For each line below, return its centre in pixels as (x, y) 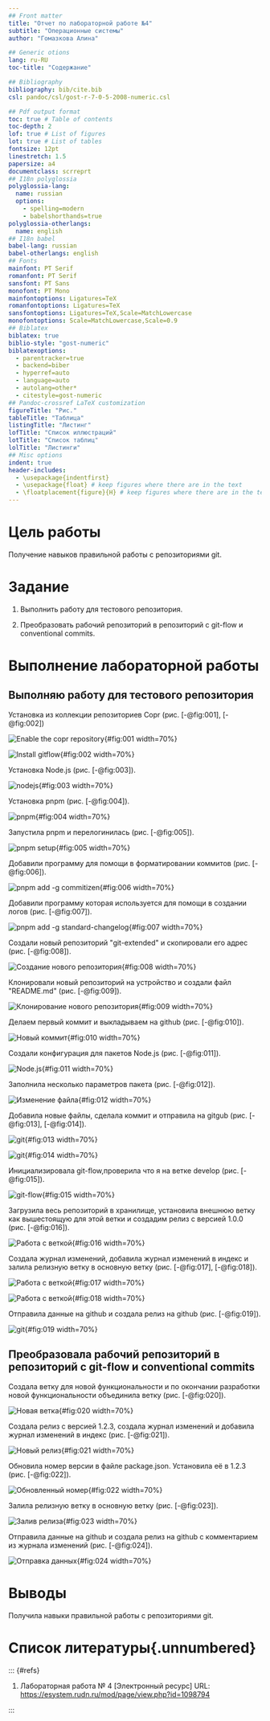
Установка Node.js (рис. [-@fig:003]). (72, 770)
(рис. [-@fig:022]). (40, 1474)
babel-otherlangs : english (53, 254)
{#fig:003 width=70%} (76, 785)
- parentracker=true (50, 358)
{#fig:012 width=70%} (115, 1100)
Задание (39, 587)
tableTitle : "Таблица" (46, 418)
